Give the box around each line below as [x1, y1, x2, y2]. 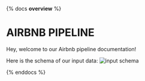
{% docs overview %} [6, 5, 62, 12]
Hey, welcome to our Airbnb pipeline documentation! [6, 45, 137, 52]
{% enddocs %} [6, 68, 46, 76]
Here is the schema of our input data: [6, 57, 98, 64]
